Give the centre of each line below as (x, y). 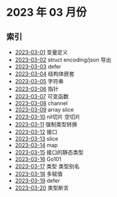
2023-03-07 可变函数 (42, 96)
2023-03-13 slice (36, 139)
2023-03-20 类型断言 (42, 188)
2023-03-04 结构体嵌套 (45, 74)
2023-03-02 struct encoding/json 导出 (63, 60)
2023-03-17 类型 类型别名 (47, 166)
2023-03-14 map (36, 145)
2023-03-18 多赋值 (39, 174)
